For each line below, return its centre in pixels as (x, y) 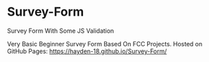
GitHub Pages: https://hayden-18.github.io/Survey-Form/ (87, 51)
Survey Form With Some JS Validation (61, 31)
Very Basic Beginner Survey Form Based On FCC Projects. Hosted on (105, 44)
